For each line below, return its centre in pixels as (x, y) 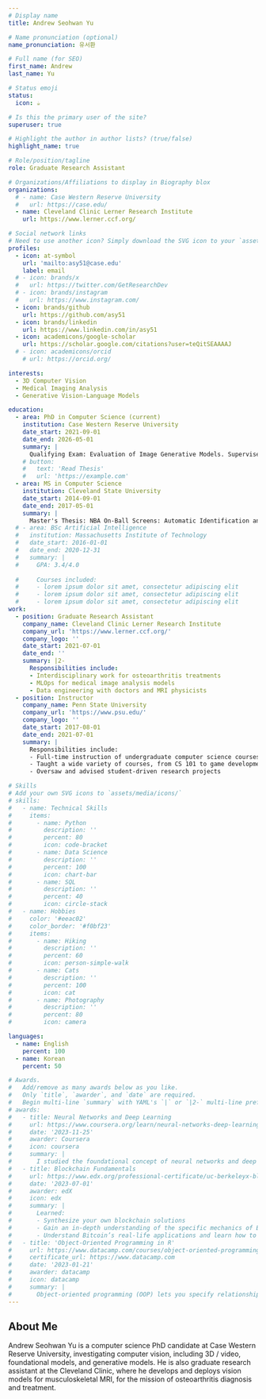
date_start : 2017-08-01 (62, 727)
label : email (44, 271)
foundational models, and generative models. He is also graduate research (130, 1362)
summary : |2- (44, 661)
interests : (26, 373)
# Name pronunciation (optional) (63, 37)
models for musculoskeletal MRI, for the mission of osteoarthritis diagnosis (130, 1379)
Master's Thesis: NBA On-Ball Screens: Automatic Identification (139, 521)
